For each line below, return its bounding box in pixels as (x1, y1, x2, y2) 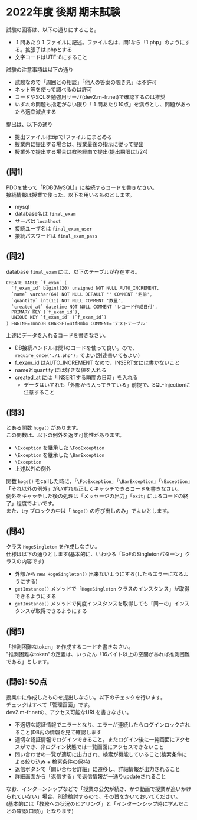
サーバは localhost (14, 217, 61, 225)
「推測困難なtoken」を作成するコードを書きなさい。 (6, 643, 134, 650)
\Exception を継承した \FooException (14, 444, 105, 451)
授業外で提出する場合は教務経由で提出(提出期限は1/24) (14, 148, 149, 155)
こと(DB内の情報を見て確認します (19, 728, 102, 735)
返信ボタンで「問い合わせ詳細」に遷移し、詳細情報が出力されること (14, 765, 180, 772)
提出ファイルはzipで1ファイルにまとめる (14, 133, 113, 140)
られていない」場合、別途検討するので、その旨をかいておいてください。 (6, 793, 181, 800)
